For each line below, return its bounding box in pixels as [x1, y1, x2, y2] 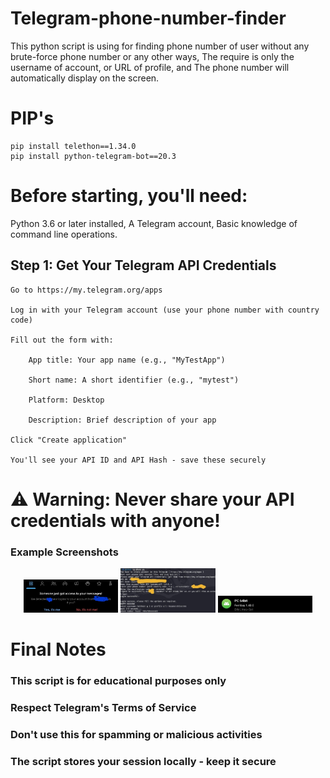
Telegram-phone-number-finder [10, 7, 287, 30]
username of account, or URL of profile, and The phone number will [10, 61, 290, 73]
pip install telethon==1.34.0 [10, 141, 137, 151]
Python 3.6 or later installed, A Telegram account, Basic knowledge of [10, 217, 298, 229]
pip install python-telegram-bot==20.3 [10, 151, 177, 161]
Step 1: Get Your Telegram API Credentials [10, 257, 277, 274]
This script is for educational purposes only [10, 674, 227, 688]
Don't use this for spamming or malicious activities [10, 728, 263, 742]
